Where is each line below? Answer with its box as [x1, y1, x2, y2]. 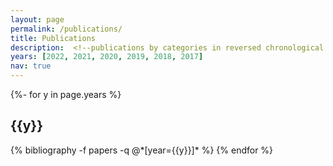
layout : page [10, 14, 65, 25]
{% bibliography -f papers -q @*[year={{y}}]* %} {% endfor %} [10, 144, 274, 156]
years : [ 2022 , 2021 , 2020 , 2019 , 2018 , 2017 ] [10, 52, 204, 62]
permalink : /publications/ [10, 24, 123, 34]
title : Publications [10, 33, 97, 43]
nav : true [10, 61, 52, 71]
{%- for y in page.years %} [10, 89, 122, 100]
